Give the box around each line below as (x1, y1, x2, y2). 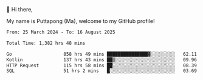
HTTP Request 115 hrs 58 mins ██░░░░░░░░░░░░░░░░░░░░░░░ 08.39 (6, 62, 198, 68)
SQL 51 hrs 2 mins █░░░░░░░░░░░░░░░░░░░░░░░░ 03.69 (6, 68, 198, 74)
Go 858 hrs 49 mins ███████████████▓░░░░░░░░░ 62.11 (6, 51, 198, 57)
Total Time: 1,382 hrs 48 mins (6, 40, 86, 46)
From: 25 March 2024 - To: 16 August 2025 (6, 29, 115, 35)
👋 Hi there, (6, 6, 33, 13)
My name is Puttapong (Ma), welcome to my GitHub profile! (6, 18, 155, 24)
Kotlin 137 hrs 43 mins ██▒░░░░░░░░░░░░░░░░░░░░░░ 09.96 (6, 56, 198, 63)
